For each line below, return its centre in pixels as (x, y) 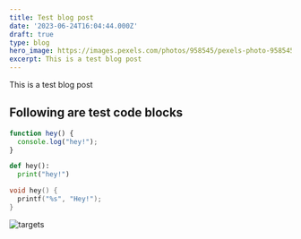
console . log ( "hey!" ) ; (58, 141)
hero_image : (31, 51)
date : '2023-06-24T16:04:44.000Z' (74, 26)
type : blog (30, 43)
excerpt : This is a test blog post (76, 59)
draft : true (31, 34)
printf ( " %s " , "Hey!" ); (60, 199)
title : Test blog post (52, 17)
